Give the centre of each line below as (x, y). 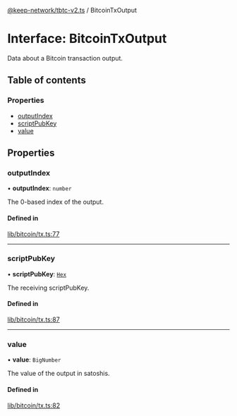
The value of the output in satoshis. (59, 374)
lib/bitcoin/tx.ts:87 (34, 319)
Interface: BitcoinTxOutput (87, 39)
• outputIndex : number (39, 188)
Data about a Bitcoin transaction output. (65, 58)
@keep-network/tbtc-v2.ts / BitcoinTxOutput (72, 10)
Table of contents (47, 80)
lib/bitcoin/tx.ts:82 (34, 405)
